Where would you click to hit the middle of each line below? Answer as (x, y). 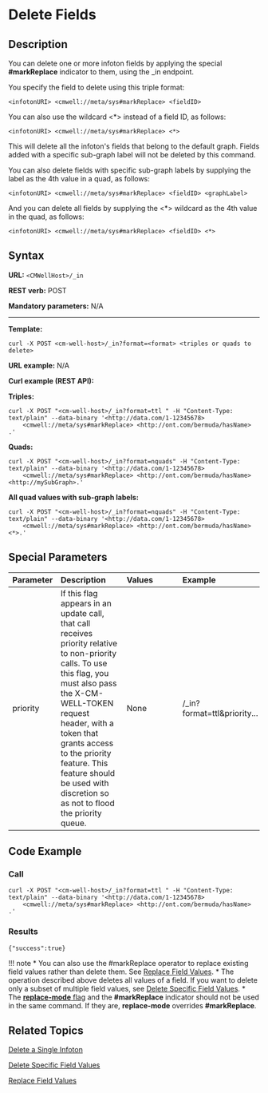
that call (75, 623)
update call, (82, 613)
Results (23, 932)
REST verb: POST (37, 290)
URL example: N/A (39, 365)
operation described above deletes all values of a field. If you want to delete (133, 980)
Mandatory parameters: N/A (56, 306)
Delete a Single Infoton (46, 1050)
